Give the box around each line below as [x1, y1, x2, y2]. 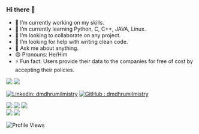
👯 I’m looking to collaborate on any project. [14, 32, 121, 39]
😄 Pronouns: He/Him [14, 51, 68, 58]
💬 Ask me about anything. [14, 44, 79, 52]
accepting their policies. [14, 66, 75, 74]
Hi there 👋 [6, 5, 36, 14]
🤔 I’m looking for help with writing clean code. [14, 38, 128, 46]
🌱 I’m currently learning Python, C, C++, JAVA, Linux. [14, 25, 146, 32]
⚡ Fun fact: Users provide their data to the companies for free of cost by [14, 58, 194, 65]
